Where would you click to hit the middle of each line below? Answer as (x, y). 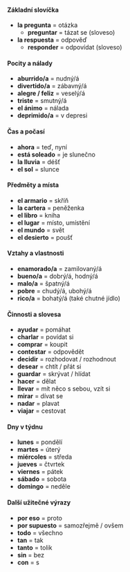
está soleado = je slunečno (56, 154)
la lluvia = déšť (39, 162)
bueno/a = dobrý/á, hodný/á (57, 276)
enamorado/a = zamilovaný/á (59, 269)
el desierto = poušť (45, 237)
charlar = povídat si (45, 337)
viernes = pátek (40, 472)
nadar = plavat (38, 404)
